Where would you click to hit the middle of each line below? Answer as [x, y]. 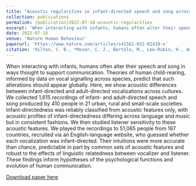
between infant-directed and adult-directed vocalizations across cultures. [94, 91]
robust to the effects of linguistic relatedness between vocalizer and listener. [98, 153]
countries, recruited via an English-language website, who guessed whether [98, 135]
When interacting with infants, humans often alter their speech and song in [96, 66]
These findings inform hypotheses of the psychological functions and [90, 159]
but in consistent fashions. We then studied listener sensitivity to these [91, 122]
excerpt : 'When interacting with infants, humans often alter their [91, 28]
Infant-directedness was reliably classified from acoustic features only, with [97, 109]
